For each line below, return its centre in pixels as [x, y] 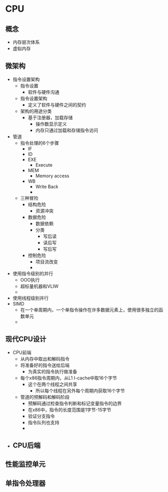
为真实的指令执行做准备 [52, 371]
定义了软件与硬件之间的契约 [57, 104]
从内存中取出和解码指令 [45, 359]
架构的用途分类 [36, 111]
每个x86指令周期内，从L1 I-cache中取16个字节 [68, 378]
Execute [44, 165]
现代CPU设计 [26, 339]
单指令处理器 [25, 483]
